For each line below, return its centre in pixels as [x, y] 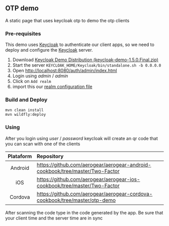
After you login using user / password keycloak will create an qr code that [82, 138]
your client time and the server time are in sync [54, 218]
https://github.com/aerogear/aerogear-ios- [89, 179]
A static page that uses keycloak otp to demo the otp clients [67, 20]
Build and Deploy [26, 100]
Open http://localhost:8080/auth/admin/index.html [65, 71]
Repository [50, 156]
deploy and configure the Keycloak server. [49, 50]
